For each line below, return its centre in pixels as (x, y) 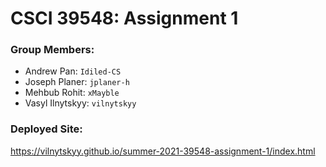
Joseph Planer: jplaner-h (77, 82)
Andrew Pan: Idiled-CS (73, 71)
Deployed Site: (46, 129)
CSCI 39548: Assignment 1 (124, 18)
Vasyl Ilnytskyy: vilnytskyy (80, 103)
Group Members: (52, 50)
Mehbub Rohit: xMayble (72, 93)
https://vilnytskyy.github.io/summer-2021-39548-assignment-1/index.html (163, 151)
